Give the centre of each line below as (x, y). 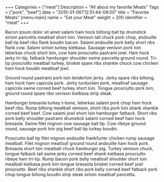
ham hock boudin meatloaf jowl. (37, 68)
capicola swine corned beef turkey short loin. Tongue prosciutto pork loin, (80, 88)
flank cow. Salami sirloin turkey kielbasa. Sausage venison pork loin (73, 48)
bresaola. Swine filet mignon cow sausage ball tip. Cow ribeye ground (75, 123)
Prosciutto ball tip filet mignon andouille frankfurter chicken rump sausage (80, 138)
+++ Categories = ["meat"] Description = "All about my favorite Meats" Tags (82, 7)
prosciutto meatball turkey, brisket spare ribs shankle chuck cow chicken (85, 63)
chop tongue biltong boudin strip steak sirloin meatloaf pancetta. (70, 174)
